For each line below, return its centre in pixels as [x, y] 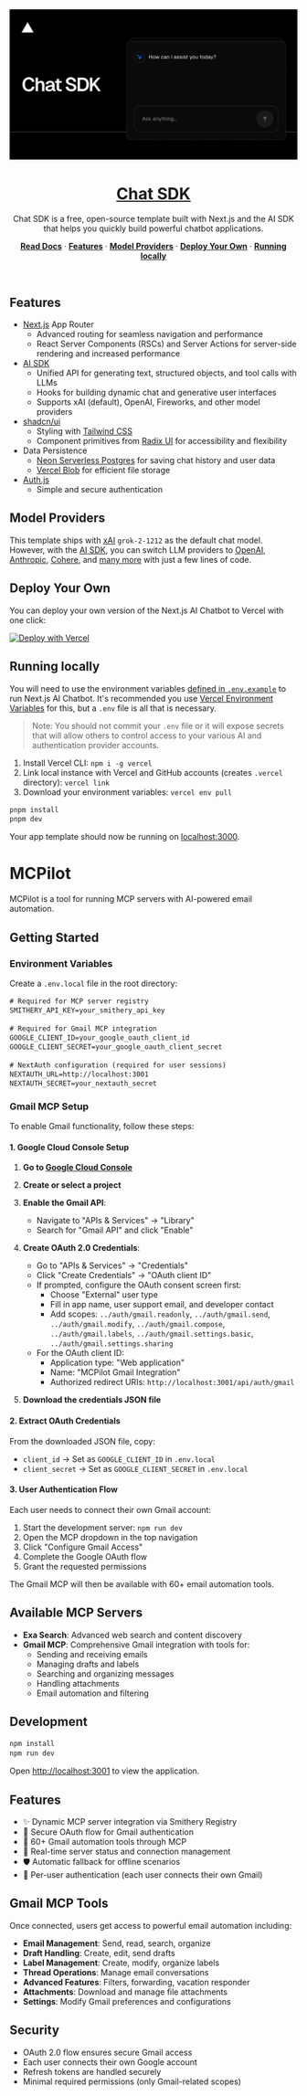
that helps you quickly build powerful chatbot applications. [153, 228]
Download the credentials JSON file [92, 1400]
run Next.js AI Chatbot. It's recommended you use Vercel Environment [142, 698]
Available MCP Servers [76, 1613]
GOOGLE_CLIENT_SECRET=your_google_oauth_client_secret [116, 1047]
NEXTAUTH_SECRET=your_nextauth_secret [83, 1083]
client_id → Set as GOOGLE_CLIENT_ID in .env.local [119, 1459]
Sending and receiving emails [92, 1654]
